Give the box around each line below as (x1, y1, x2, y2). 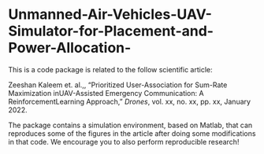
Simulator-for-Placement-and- (8, 22, 214, 40)
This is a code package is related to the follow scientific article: (8, 64, 213, 74)
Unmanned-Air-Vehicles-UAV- (8, 5, 213, 24)
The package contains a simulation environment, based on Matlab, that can (8, 120, 253, 130)
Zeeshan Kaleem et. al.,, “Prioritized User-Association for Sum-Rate (8, 80, 228, 90)
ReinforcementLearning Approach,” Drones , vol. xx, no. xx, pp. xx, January (8, 97, 251, 106)
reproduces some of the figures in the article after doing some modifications (8, 128, 256, 138)
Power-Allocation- (8, 39, 132, 57)
